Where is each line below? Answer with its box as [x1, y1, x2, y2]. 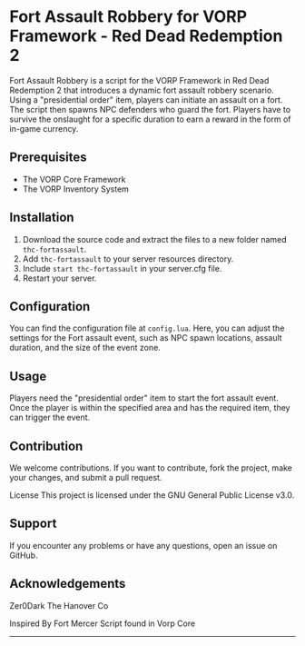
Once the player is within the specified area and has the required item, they [9, 403, 290, 413]
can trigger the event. [9, 412, 91, 423]
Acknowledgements [9, 576, 126, 591]
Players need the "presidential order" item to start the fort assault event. [9, 393, 279, 403]
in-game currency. [9, 123, 79, 134]
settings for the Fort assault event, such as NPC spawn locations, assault [9, 333, 283, 343]
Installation [9, 210, 74, 225]
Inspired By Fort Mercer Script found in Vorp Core [9, 618, 196, 629]
